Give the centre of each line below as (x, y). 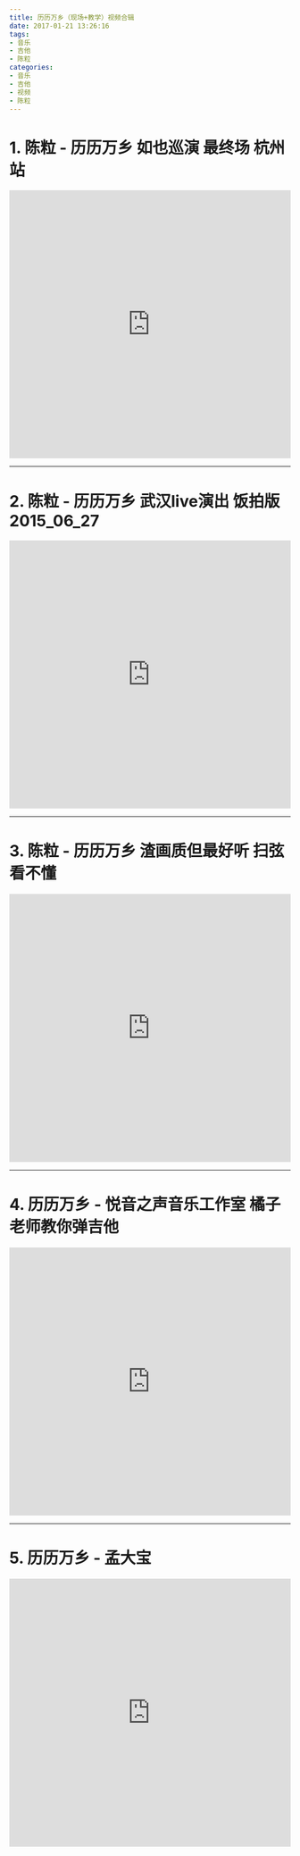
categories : (31, 68)
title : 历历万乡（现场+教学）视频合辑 (72, 17)
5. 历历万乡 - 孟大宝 (80, 1558)
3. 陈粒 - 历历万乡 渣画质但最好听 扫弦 (147, 851)
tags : (19, 34)
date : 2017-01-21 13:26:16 (59, 26)
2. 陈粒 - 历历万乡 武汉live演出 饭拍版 (145, 501)
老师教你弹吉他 (64, 1227)
